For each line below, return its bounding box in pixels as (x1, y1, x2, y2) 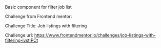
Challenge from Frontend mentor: (5, 14, 72, 19)
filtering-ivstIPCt (5, 37, 38, 43)
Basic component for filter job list (5, 4, 72, 10)
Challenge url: (5, 32, 33, 38)
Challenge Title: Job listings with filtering (5, 23, 87, 29)
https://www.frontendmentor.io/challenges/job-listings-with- (34, 32, 156, 38)
